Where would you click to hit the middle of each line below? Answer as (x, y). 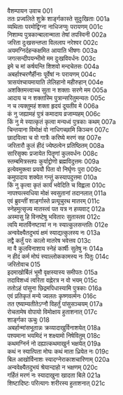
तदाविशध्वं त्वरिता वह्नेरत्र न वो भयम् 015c (52, 280)
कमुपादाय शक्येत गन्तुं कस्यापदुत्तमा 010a (52, 177)
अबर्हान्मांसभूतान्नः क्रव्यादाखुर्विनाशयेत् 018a (54, 328)
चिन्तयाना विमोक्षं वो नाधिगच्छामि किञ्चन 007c (58, 130)
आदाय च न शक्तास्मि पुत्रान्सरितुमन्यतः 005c (57, 98)
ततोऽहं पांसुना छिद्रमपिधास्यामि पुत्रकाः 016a (55, 288)
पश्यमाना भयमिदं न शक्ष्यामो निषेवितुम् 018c (54, 336)
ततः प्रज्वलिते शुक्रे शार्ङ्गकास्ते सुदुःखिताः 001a (59, 19)
